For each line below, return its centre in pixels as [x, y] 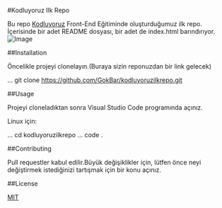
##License [23, 184]
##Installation [27, 53]
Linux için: [22, 121]
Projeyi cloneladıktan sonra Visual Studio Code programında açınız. [105, 108]
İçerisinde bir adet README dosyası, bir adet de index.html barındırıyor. [111, 31]
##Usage [21, 94]
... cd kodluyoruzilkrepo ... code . [55, 135]
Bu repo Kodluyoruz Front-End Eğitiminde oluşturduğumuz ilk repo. [105, 24]
